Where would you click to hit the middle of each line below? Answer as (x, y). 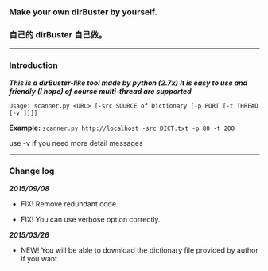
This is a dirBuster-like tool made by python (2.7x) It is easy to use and (128, 83)
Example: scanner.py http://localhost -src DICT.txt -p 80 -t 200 (122, 128)
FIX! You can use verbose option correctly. (90, 219)
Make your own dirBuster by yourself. (84, 12)
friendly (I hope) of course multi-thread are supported (100, 91)
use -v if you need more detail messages (76, 143)
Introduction (33, 65)
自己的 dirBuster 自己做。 (58, 34)
